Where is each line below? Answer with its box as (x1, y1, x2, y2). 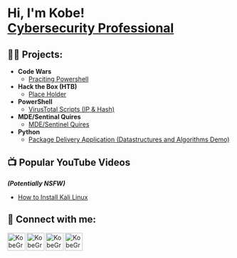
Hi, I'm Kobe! (7, 5, 85, 21)
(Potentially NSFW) (7, 179, 65, 188)
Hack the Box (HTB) (17, 82, 78, 90)
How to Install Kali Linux (17, 193, 88, 201)
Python (17, 128, 41, 136)
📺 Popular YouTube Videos (7, 156, 130, 168)
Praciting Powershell (28, 75, 89, 83)
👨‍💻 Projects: (7, 48, 63, 60)
